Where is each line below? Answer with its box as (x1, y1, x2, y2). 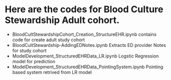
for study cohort (12, 47, 47, 54)
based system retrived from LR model (12, 69, 92, 75)
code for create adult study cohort (12, 37, 85, 43)
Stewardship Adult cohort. (5, 14, 120, 26)
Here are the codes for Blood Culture (5, 4, 163, 15)
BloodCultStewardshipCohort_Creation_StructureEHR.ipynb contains (12, 31, 157, 37)
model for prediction (12, 58, 56, 64)
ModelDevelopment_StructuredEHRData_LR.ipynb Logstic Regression (12, 52, 159, 59)
